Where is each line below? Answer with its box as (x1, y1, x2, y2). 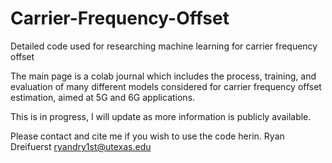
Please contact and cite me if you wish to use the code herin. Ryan (10, 130, 285, 142)
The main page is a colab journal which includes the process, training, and (10, 70, 317, 82)
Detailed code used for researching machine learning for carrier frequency (10, 40, 318, 52)
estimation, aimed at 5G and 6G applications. (10, 91, 196, 103)
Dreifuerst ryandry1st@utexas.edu (10, 140, 152, 152)
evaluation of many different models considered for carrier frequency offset (10, 80, 322, 92)
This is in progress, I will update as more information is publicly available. (10, 110, 312, 122)
